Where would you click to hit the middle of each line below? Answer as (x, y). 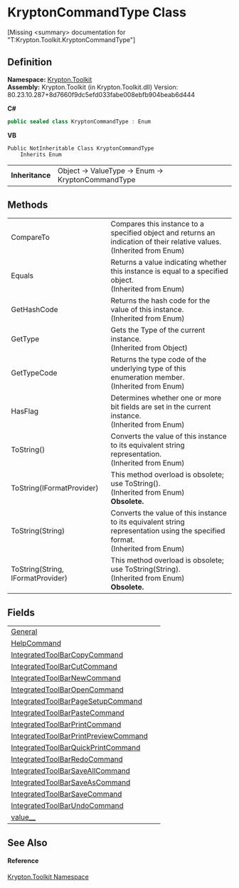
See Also (27, 843)
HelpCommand (36, 643)
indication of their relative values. (166, 242)
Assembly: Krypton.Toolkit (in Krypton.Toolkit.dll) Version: (93, 87)
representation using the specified (168, 531)
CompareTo (30, 238)
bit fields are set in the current (161, 407)
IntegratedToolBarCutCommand (64, 667)
